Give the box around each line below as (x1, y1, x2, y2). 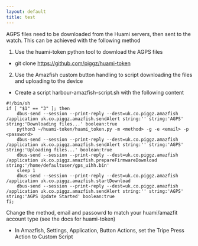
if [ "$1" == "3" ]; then (6, 105, 70, 111)
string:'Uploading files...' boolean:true (6, 147, 112, 153)
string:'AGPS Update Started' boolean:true (6, 193, 115, 199)
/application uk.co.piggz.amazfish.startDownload (6, 178, 131, 184)
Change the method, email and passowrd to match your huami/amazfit (6, 209, 178, 216)
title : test (6, 14, 35, 20)
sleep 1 (17, 167, 35, 173)
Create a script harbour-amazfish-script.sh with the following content (14, 89, 184, 96)
